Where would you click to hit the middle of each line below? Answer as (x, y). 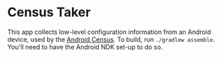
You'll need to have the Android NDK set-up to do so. (85, 47)
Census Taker (49, 12)
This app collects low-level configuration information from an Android (109, 32)
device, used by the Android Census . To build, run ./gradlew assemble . (111, 39)
